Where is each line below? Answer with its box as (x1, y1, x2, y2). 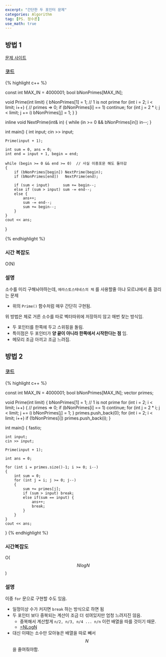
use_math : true (5, 21, 37, 26)
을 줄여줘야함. (12, 647, 40, 653)
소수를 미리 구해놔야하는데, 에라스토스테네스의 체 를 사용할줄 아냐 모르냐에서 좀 (5, 286, 153, 292)
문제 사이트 (5, 55, 27, 61)
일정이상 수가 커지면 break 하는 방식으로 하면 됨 (12, 606, 104, 612)
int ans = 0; (5, 456, 32, 461)
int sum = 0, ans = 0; (5, 147, 52, 152)
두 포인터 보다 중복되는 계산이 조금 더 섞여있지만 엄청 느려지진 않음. (12, 612, 142, 618)
